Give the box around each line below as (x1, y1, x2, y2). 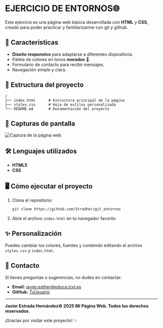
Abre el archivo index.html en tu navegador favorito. (12, 215, 117, 221)
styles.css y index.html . (5, 248, 55, 253)
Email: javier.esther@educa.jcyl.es (12, 284, 81, 290)
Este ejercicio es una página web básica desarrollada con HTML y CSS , (5, 19, 148, 25)
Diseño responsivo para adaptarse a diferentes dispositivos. (12, 51, 133, 57)
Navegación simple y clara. (12, 66, 66, 73)
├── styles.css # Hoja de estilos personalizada (5, 102, 116, 107)
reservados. (5, 308, 31, 314)
